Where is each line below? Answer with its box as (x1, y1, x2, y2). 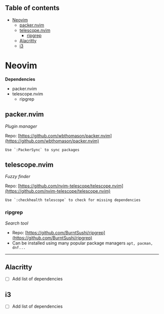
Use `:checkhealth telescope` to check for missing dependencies (5, 198, 141, 202)
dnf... (12, 245, 26, 250)
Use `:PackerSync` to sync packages (5, 147, 80, 152)
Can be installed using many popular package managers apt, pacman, (12, 240, 153, 246)
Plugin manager (5, 123, 38, 129)
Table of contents (5, 4, 60, 12)
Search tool (5, 220, 28, 226)
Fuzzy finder (5, 174, 31, 179)
